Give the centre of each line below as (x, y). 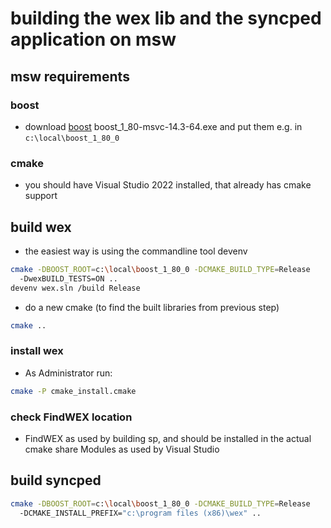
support (41, 196)
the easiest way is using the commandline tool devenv (136, 251)
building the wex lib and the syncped (166, 18)
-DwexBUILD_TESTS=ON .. (68, 278)
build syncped (56, 480)
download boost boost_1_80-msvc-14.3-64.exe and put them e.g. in (163, 126)
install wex (37, 351)
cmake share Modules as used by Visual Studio (122, 449)
